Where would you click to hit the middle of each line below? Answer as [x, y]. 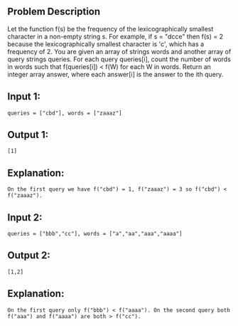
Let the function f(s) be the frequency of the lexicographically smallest [110, 28]
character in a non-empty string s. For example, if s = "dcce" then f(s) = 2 [115, 36]
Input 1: [24, 96]
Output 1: [28, 135]
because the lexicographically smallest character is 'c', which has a [106, 44]
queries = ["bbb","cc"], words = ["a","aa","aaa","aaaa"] [95, 234]
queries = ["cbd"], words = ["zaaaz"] [65, 113]
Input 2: [25, 217]
